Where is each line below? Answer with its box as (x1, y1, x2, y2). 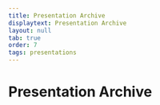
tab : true (8, 33, 42, 42)
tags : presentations (8, 49, 78, 56)
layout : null (8, 26, 52, 34)
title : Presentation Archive (8, 11, 106, 20)
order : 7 (8, 41, 38, 49)
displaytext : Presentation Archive (8, 19, 127, 27)
